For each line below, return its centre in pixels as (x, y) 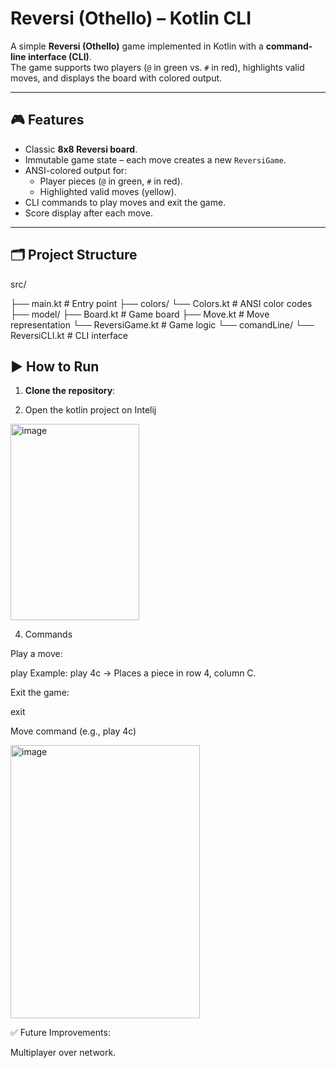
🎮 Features (47, 120)
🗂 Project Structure (74, 255)
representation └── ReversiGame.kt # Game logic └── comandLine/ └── (162, 324)
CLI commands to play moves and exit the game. (125, 202)
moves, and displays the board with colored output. (116, 78)
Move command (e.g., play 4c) (73, 731)
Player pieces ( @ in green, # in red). (111, 181)
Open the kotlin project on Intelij (90, 410)
